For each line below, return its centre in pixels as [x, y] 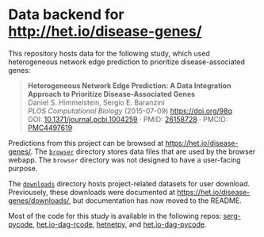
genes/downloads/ [39, 201]
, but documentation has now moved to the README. [155, 201]
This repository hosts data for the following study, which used [109, 53]
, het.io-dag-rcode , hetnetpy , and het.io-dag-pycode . [120, 224]
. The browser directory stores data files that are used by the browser [143, 151]
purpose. [23, 168]
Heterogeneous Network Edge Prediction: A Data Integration [129, 86]
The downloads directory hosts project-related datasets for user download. [129, 183]
